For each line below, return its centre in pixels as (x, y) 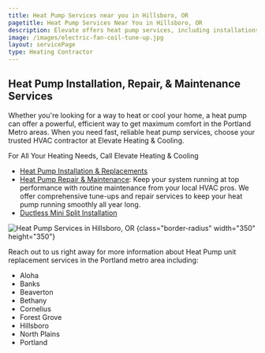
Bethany (33, 300)
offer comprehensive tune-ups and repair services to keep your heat (131, 196)
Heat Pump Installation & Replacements (84, 171)
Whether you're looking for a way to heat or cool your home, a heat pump (127, 115)
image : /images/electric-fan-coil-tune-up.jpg (86, 37)
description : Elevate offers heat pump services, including (109, 30)
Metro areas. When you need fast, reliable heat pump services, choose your (132, 132)
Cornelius (35, 309)
